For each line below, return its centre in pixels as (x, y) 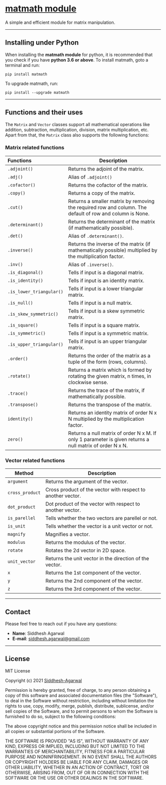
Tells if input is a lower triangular (106, 288)
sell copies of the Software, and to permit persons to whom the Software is (82, 711)
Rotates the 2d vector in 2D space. (85, 550)
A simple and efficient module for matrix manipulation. (60, 22)
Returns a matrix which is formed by (110, 370)
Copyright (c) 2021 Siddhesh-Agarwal (44, 680)
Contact (18, 612)
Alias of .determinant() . (96, 236)
